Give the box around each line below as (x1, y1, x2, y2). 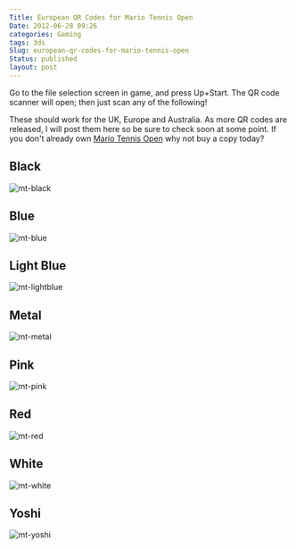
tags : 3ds (9, 37, 46, 47)
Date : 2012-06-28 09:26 (9, 21, 98, 30)
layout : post (9, 63, 58, 72)
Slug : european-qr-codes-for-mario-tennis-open (9, 46, 190, 55)
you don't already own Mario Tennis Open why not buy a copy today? (9, 133, 265, 144)
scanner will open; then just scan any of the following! (9, 96, 208, 107)
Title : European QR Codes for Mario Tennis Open (9, 12, 193, 22)
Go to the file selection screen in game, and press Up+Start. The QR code (9, 87, 280, 98)
